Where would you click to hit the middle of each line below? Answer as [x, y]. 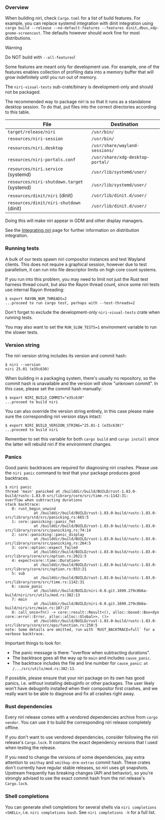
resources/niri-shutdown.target [45, 182]
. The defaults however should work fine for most [90, 33]
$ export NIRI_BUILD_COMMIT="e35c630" [45, 398]
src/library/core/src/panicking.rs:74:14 [48, 530]
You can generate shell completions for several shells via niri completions [81, 807]
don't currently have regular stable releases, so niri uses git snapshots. [77, 768]
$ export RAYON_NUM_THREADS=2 [36, 298]
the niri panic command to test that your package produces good [73, 473]
